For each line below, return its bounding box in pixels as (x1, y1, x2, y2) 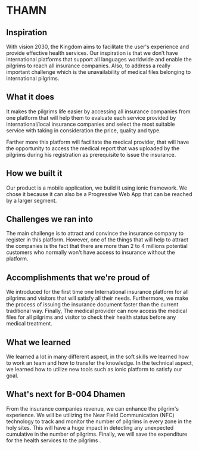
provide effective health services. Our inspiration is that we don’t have (6, 49, 178, 57)
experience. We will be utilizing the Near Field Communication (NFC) (6, 411, 175, 418)
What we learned (6, 337, 71, 347)
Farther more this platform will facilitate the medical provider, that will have (6, 138, 189, 145)
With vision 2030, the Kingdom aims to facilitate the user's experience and (6, 43, 189, 50)
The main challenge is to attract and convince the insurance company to (6, 230, 184, 237)
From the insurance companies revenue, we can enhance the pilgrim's (6, 405, 179, 412)
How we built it (6, 168, 63, 179)
